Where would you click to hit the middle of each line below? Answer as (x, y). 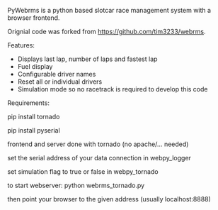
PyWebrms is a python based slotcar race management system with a (109, 10)
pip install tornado (34, 117)
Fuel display (35, 66)
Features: (21, 45)
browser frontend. (34, 18)
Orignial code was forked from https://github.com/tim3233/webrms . (107, 32)
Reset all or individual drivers (60, 82)
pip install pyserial (34, 130)
